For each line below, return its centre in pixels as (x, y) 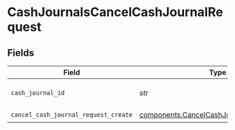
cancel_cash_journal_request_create (72, 115)
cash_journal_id (38, 93)
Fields (21, 53)
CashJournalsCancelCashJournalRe (115, 12)
